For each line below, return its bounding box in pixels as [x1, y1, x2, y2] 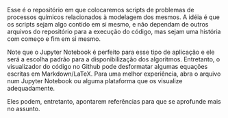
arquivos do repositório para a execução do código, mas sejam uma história [7, 27, 221, 35]
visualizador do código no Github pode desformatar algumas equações [7, 63, 208, 70]
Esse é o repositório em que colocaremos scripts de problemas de [7, 6, 194, 14]
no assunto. [7, 105, 40, 113]
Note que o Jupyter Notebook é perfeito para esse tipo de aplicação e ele [7, 48, 215, 56]
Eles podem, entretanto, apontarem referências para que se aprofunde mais [7, 98, 221, 105]
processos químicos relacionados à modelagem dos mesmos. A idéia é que [7, 13, 220, 21]
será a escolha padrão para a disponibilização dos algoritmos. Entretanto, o [7, 55, 220, 63]
